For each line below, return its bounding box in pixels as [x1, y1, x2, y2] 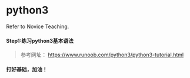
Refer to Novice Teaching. [6, 23, 69, 30]
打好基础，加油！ [6, 66, 48, 73]
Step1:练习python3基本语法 [6, 37, 74, 44]
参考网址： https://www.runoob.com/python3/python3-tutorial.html [20, 51, 184, 59]
